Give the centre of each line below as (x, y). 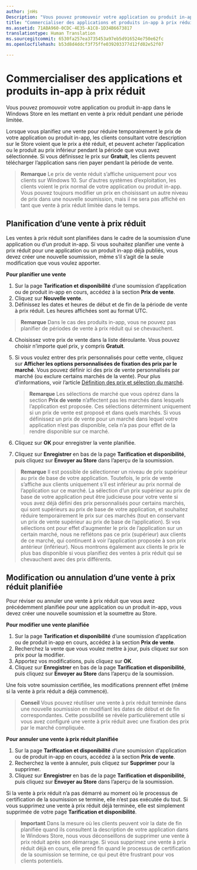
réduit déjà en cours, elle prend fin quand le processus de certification (105, 848)
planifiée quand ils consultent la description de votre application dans (104, 829)
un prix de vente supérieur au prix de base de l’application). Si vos (100, 522)
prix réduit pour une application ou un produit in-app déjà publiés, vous (92, 250)
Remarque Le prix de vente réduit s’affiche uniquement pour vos (98, 174)
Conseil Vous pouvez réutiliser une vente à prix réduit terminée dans (103, 703)
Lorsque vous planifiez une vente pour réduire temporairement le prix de (94, 131)
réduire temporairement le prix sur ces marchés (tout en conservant (102, 515)
